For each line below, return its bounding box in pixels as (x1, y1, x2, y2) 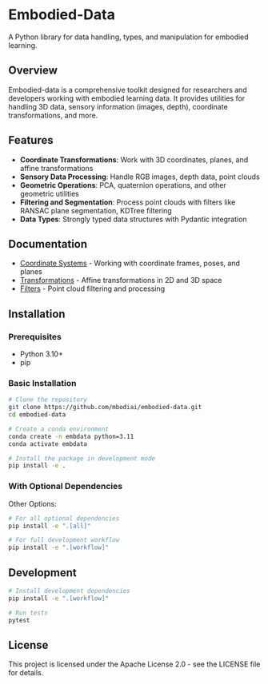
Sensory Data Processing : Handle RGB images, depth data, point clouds (19, 172, 260, 181)
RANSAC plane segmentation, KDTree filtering (19, 205, 172, 215)
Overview (8, 64, 58, 78)
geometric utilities (19, 189, 80, 198)
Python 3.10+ (19, 349, 64, 359)
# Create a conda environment (8, 425, 110, 433)
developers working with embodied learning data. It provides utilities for (8, 93, 246, 103)
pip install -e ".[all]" (8, 522, 91, 530)
